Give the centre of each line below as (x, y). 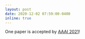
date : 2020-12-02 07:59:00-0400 (38, 14)
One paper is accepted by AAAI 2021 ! (42, 32)
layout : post (18, 9)
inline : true (18, 18)
